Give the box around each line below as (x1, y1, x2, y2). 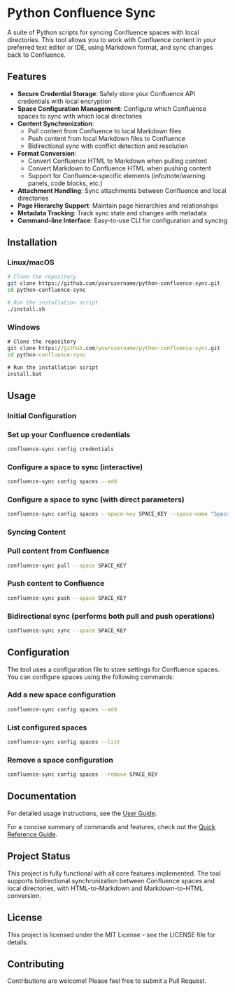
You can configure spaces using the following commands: (7, 672, 175, 681)
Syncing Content (7, 528, 66, 537)
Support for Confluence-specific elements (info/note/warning (27, 171, 206, 180)
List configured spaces (7, 723, 87, 732)
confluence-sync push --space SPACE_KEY (7, 594, 127, 601)
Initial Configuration (7, 410, 77, 420)
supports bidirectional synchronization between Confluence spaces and (7, 876, 215, 885)
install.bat (7, 370, 42, 377)
